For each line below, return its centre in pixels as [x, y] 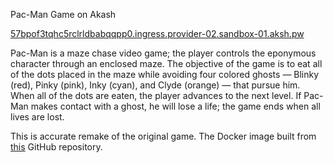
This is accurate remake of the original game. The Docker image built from [163, 136]
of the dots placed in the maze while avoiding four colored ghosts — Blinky [165, 74]
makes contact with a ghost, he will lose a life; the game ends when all [175, 106]
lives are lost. [37, 117]
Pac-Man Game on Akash [63, 14]
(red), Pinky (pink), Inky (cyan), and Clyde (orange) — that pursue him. [155, 85]
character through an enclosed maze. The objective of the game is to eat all [166, 63]
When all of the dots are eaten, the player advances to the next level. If [156, 95]
